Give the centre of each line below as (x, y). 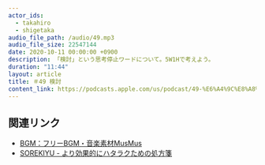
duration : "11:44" (38, 67)
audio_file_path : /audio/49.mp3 (61, 37)
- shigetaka (35, 30)
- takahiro (33, 23)
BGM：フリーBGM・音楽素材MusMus (80, 144)
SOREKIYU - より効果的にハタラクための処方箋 (96, 153)
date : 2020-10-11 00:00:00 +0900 (63, 52)
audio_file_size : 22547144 (52, 45)
